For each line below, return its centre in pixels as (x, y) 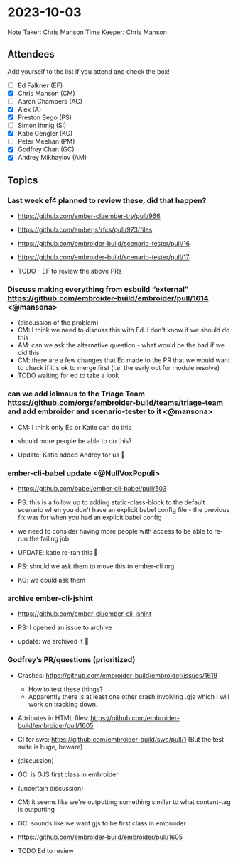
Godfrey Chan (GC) (46, 149)
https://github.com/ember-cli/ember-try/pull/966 (89, 216)
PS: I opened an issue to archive (65, 628)
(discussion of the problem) (58, 323)
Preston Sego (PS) (45, 117)
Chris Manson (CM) (47, 93)
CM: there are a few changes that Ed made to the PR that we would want (124, 360)
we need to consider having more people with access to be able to (115, 531)
